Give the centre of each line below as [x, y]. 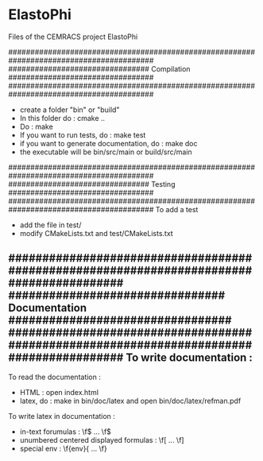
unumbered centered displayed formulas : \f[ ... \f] [102, 440]
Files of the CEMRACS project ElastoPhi [73, 37]
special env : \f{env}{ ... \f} [63, 448]
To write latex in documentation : [62, 416]
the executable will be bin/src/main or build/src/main [106, 152]
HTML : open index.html [59, 392]
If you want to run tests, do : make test [83, 135]
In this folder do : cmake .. [62, 118]
